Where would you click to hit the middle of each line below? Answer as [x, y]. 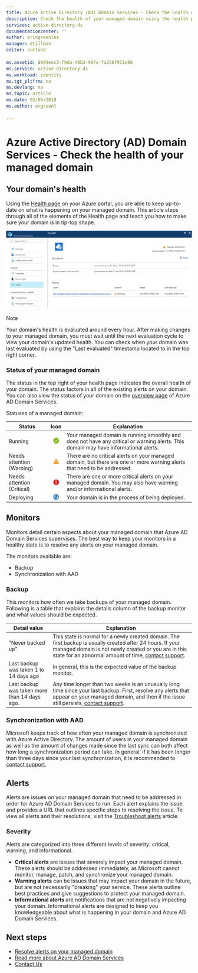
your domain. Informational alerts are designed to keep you [86, 906]
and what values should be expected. [52, 615]
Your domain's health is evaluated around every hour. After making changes [98, 329]
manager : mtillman [29, 44]
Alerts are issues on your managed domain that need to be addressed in [94, 797]
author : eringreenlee [33, 38]
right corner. [21, 354]
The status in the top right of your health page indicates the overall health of [99, 383]
